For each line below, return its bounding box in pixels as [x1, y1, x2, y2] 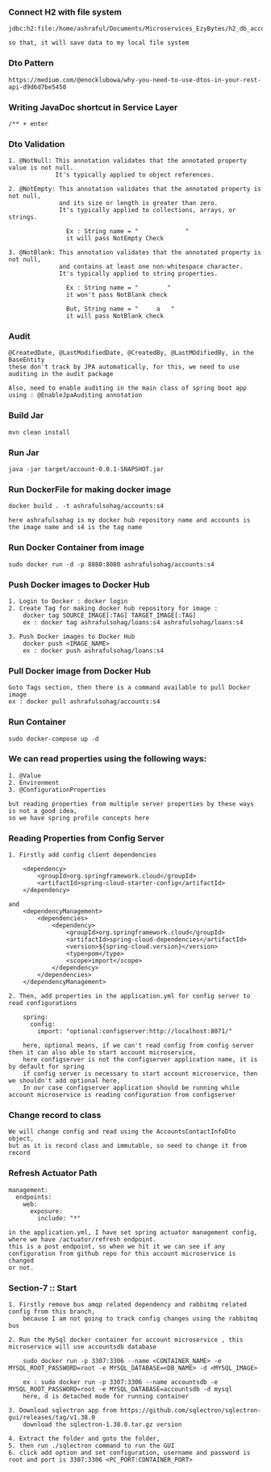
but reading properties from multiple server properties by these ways [8, 799, 254, 808]
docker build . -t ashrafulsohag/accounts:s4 [8, 502, 164, 511]
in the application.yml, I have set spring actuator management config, [8, 1228, 258, 1236]
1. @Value [8, 771, 42, 780]
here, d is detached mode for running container [23, 1392, 190, 1401]
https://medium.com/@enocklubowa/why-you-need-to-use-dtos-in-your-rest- [8, 76, 262, 84]
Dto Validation [8, 138, 65, 149]
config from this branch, [8, 1307, 95, 1316]
